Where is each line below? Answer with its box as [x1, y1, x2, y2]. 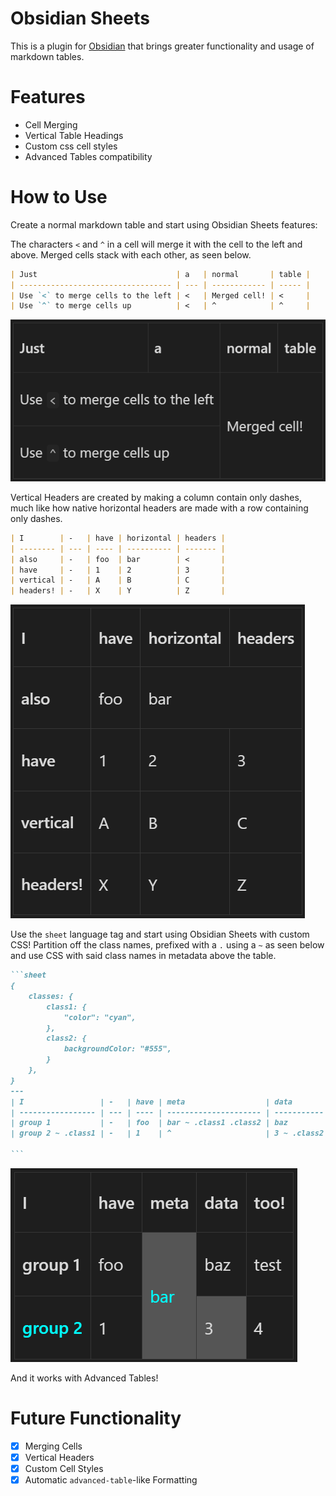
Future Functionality [10, 1407, 182, 1430]
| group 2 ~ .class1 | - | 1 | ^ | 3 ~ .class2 [10, 1128, 325, 1139]
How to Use [10, 186, 108, 209]
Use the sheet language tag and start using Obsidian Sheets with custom [10, 928, 310, 941]
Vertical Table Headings [24, 129, 124, 141]
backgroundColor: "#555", [63, 1044, 172, 1054]
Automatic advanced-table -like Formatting [24, 1474, 198, 1486]
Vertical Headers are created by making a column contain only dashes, [10, 491, 302, 503]
